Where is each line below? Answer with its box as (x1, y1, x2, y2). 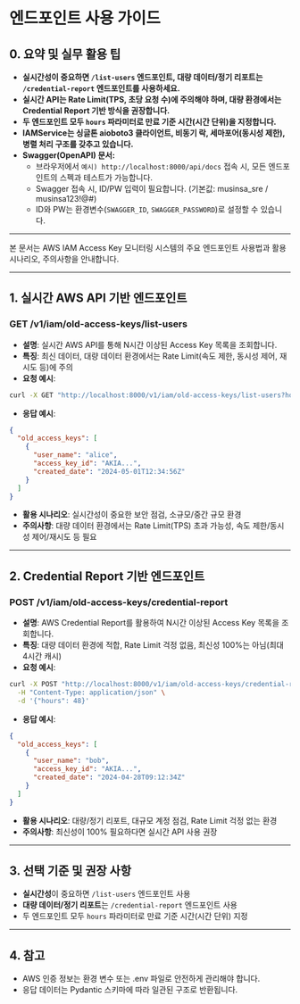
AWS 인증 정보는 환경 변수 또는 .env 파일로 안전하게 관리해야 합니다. (21, 974, 261, 984)
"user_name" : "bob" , (32, 756, 110, 766)
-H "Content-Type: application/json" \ (17, 688, 166, 697)
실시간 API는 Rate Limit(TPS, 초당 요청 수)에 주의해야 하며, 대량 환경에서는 (21, 95, 282, 104)
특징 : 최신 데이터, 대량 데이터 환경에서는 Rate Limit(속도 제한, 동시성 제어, (21, 350, 279, 361)
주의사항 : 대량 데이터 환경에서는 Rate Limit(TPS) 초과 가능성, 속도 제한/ (21, 520, 271, 531)
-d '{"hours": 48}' (17, 696, 90, 705)
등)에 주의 (38, 361, 74, 372)
